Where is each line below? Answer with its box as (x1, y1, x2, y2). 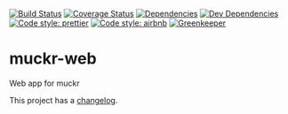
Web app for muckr (9, 78, 80, 88)
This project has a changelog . (9, 95, 118, 105)
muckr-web (9, 49, 97, 69)
